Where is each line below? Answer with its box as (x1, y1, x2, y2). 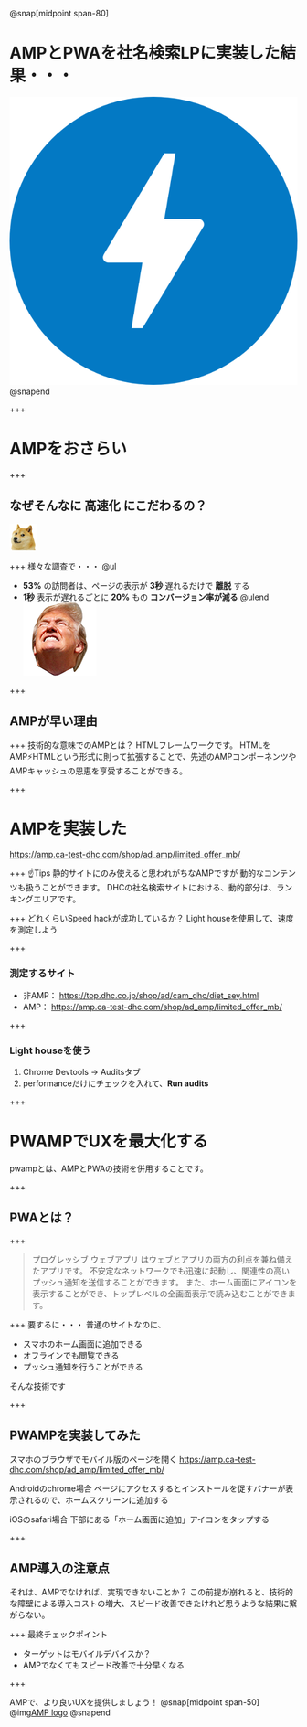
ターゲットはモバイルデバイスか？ (22, 1648, 152, 1659)
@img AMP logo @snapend (9, 1707, 111, 1718)
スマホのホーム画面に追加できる (22, 1338, 143, 1349)
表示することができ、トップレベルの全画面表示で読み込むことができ (31, 1288, 288, 1299)
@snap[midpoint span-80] (9, 8, 110, 18)
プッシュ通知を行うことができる (22, 1361, 143, 1372)
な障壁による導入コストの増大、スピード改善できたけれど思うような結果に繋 (9, 1598, 298, 1609)
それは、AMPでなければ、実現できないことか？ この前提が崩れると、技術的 (9, 1586, 294, 1598)
